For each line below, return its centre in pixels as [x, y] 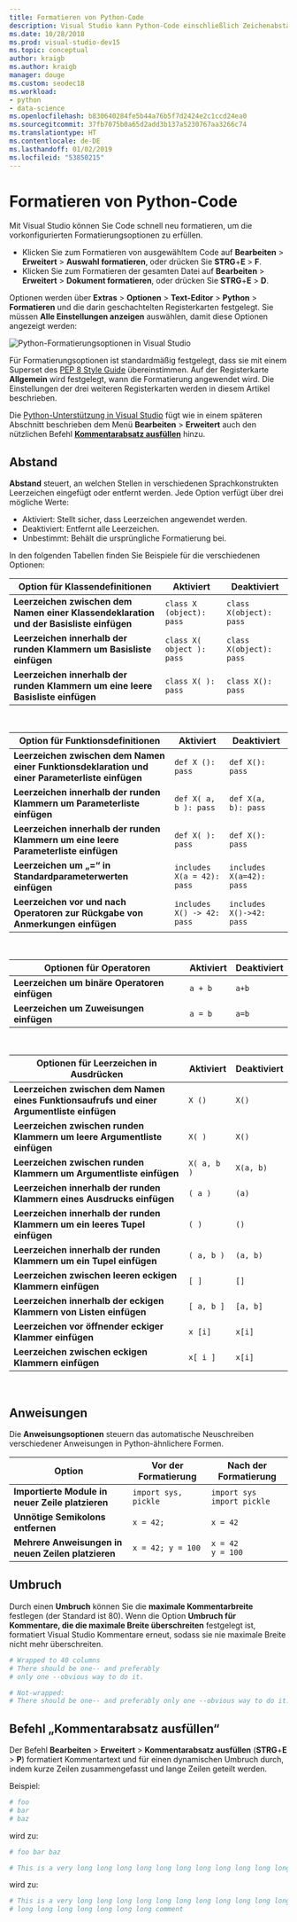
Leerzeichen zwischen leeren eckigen [95, 1276]
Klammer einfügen [54, 1338]
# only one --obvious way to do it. [76, 1676]
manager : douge [37, 75]
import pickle [240, 1502]
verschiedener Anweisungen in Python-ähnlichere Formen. [116, 1444]
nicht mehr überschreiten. [56, 1644]
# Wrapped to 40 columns [55, 1660]
